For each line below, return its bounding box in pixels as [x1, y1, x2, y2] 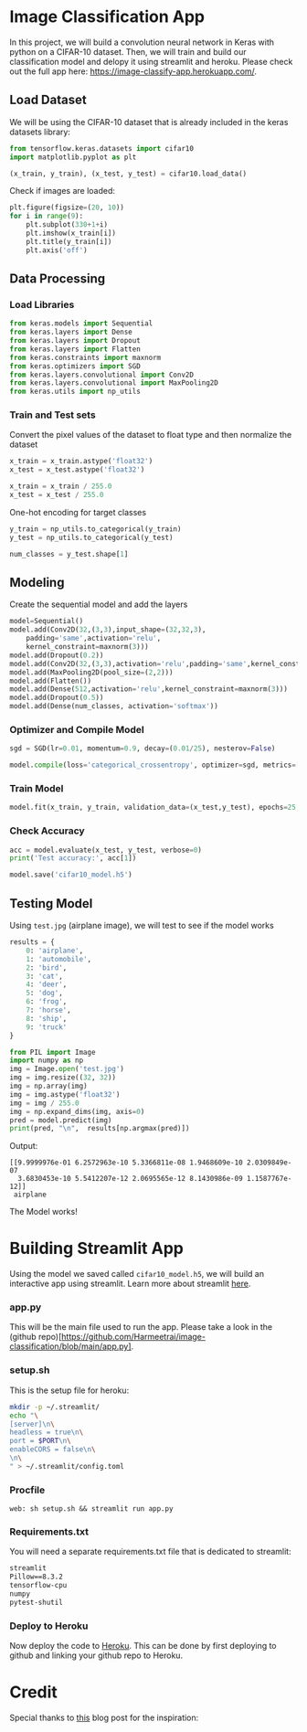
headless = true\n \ [9, 1428, 84, 1437]
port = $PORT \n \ [9, 1437, 71, 1446]
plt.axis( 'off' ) [26, 245, 89, 255]
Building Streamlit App [9, 1238, 185, 1259]
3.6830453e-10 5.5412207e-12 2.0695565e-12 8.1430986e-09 [17, 1174, 244, 1184]
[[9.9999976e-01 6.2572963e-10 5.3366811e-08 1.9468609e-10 [9, 1158, 244, 1167]
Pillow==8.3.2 [9, 1572, 64, 1582]
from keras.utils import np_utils [9, 387, 142, 397]
